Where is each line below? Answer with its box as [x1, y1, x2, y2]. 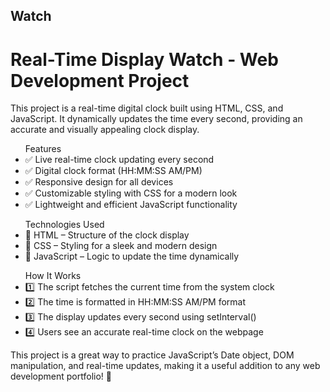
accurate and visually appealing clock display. [10, 124, 200, 136]
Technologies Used [24, 219, 105, 231]
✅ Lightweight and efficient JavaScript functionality [24, 199, 238, 211]
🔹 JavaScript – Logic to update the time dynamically [24, 250, 240, 263]
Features [24, 143, 62, 155]
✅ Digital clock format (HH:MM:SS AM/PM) [24, 165, 203, 177]
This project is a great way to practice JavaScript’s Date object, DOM [10, 349, 295, 361]
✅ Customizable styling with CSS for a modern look [24, 187, 238, 199]
